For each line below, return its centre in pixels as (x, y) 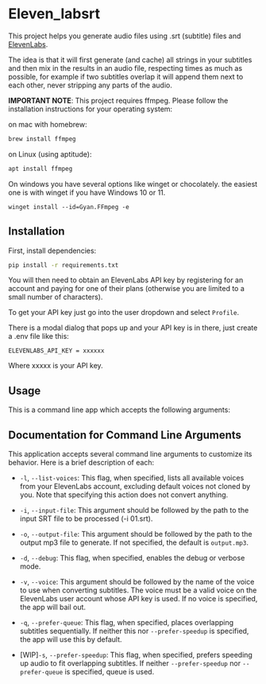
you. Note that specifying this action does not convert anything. (124, 495)
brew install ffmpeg (42, 139)
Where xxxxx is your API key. (56, 366)
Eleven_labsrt (54, 14)
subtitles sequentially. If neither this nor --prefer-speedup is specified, (134, 631)
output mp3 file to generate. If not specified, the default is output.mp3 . (134, 542)
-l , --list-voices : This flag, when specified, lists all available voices (132, 478)
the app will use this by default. (71, 639)
